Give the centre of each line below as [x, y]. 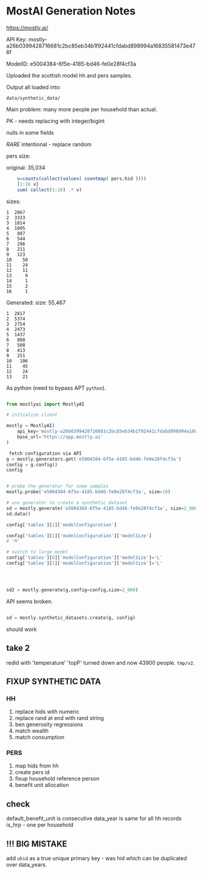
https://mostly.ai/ [27, 28]
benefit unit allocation [42, 785]
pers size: [18, 156]
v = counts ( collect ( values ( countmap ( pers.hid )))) [82, 179]
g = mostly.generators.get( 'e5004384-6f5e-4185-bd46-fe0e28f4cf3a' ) [94, 459]
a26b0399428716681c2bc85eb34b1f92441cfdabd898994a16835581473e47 [101, 46]
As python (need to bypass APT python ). [56, 388]
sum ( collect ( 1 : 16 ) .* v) [50, 190]
